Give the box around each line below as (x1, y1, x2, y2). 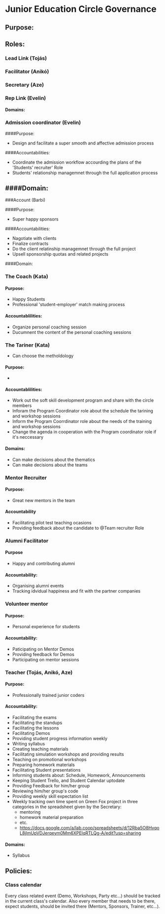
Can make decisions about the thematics (12, 457, 95, 462)
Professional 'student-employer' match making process (12, 302, 125, 308)
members (12, 403, 32, 409)
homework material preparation (19, 814, 84, 820)
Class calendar (5, 881, 42, 888)
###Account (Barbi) (5, 197, 46, 203)
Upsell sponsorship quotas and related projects (12, 251, 108, 257)
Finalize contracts (12, 241, 49, 247)
